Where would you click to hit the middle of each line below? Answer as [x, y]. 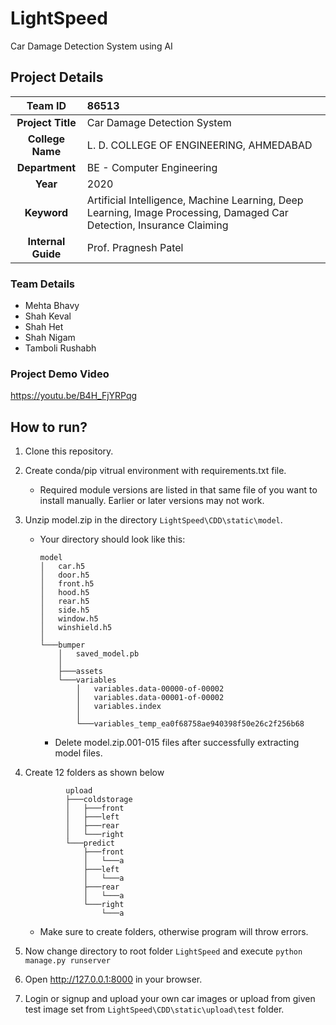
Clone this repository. [69, 451]
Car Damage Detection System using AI [91, 46]
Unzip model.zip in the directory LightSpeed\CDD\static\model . [153, 520]
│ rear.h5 [64, 602]
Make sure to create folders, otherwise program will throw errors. [174, 932]
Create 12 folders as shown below [94, 773]
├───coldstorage [99, 800]
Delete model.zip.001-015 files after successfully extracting [177, 743]
